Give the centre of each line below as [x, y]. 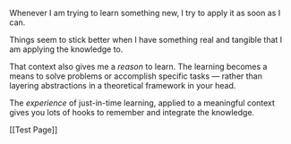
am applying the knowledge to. [66, 49]
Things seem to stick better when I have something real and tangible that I [146, 40]
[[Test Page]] [34, 130]
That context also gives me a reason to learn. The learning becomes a [138, 67]
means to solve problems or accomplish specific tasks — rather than [136, 76]
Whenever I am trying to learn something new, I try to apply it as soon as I [145, 13]
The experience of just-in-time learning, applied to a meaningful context [142, 103]
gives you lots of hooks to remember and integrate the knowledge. [132, 112]
